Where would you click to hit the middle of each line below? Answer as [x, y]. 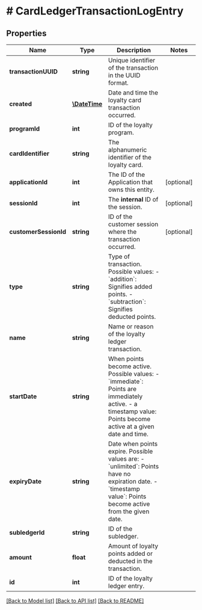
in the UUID [124, 75]
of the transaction [133, 68]
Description [134, 50]
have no [119, 474]
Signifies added [130, 287]
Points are [122, 389]
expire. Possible [130, 451]
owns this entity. [131, 189]
